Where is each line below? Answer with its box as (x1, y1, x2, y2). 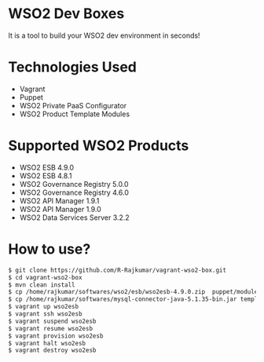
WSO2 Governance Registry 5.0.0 (19, 179, 129, 188)
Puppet (19, 92, 43, 102)
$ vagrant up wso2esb (8, 303, 79, 311)
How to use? (8, 240, 91, 258)
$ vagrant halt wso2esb (8, 339, 86, 347)
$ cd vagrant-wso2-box (8, 273, 82, 281)
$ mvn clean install (8, 280, 76, 289)
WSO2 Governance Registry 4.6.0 (19, 188, 130, 197)
